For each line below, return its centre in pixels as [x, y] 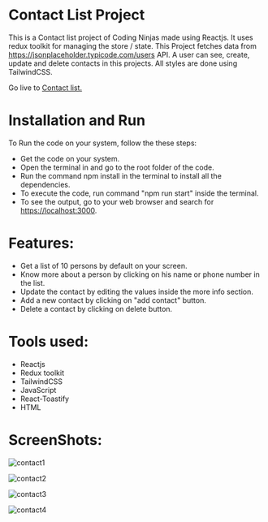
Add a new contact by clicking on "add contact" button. [113, 300]
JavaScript [38, 390]
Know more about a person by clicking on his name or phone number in [140, 274]
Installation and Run [77, 121]
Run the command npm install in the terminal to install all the [121, 175]
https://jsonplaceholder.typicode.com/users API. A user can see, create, [129, 54]
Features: [41, 243]
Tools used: [49, 342]
